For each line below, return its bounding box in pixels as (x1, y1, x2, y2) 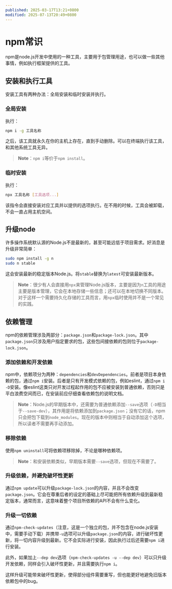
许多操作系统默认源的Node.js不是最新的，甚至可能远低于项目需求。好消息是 (5, 239, 165, 246)
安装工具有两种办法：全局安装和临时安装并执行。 (5, 91, 109, 97)
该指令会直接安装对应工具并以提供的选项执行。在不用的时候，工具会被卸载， (5, 202, 167, 208)
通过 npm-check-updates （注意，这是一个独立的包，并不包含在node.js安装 (5, 524, 159, 531)
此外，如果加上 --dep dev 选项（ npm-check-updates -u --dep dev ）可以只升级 (5, 554, 167, 561)
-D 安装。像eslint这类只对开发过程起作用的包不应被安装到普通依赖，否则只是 (5, 384, 165, 390)
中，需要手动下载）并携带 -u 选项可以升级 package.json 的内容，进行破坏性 (5, 531, 159, 537)
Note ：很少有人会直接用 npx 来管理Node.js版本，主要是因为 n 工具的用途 (17, 282, 166, 288)
